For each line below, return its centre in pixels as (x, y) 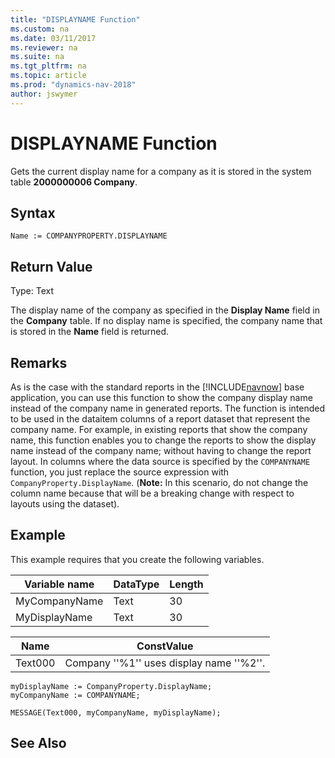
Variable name (59, 584)
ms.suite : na (37, 57)
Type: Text (32, 291)
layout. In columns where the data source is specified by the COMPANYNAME (160, 461)
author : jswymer (44, 94)
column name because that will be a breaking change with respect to (152, 493)
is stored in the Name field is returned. (90, 332)
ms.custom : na (40, 29)
